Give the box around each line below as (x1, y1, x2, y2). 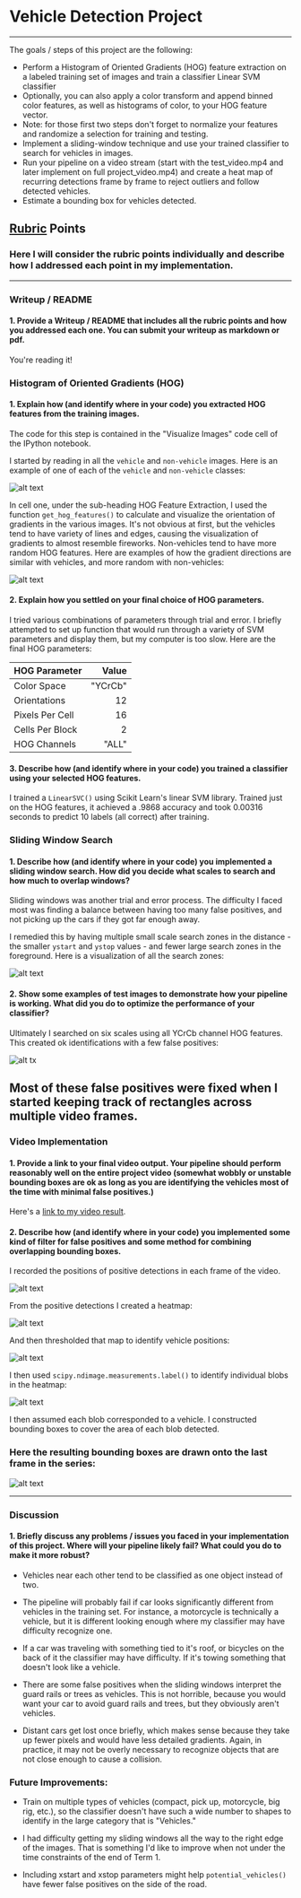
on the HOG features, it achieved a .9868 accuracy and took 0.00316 (9, 802, 263, 813)
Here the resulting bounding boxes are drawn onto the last (9, 1446, 268, 1458)
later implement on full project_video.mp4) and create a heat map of (21, 166, 273, 177)
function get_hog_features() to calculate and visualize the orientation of (9, 509, 276, 519)
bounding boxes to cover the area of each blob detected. (9, 1423, 219, 1434)
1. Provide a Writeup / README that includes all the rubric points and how (9, 316, 288, 326)
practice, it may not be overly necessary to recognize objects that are (21, 1744, 279, 1754)
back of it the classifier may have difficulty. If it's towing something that (21, 1652, 287, 1663)
